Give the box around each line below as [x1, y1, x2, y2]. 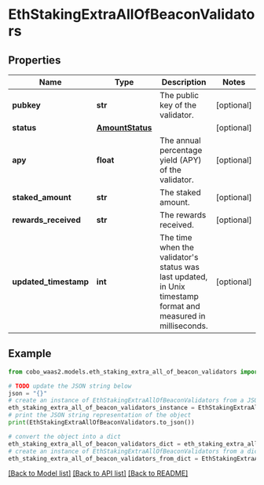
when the [159, 242, 195, 253]
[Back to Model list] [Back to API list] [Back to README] [8, 469, 189, 478]
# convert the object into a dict [8, 432, 122, 440]
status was [159, 261, 200, 272]
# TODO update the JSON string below [8, 382, 132, 390]
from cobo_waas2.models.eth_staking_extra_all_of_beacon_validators [8, 367, 237, 376]
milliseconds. [159, 320, 208, 331]
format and [159, 301, 200, 312]
